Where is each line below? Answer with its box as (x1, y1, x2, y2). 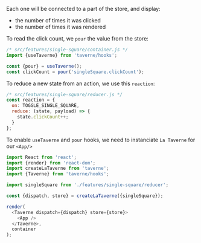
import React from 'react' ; (6, 154, 77, 160)
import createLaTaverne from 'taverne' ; (6, 166, 110, 172)
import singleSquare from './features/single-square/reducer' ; (6, 182, 169, 188)
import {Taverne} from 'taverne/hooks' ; (6, 171, 110, 177)
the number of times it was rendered (14, 24, 106, 30)
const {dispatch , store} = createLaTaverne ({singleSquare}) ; (6, 193, 164, 199)
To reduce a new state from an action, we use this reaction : (6, 80, 155, 87)
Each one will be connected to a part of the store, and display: (6, 5, 161, 12)
